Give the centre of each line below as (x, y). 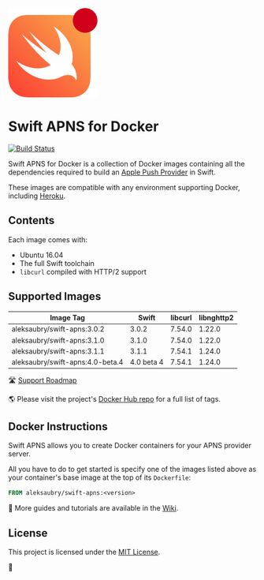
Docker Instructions (58, 427)
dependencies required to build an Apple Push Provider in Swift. (112, 172)
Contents (32, 221)
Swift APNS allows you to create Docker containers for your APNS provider (130, 446)
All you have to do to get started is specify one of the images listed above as (132, 470)
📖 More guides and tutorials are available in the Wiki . (93, 508)
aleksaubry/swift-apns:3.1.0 (58, 340)
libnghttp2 (216, 318)
